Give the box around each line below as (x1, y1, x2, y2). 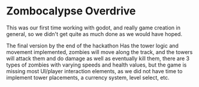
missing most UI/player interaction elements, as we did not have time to (6, 67, 183, 74)
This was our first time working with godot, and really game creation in (6, 24, 181, 31)
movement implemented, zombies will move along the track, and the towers (6, 48, 193, 55)
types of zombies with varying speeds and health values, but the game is (6, 61, 187, 68)
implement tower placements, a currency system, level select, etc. (6, 74, 170, 81)
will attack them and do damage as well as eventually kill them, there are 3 (6, 55, 190, 62)
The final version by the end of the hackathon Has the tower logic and (6, 42, 179, 49)
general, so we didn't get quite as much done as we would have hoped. (6, 30, 183, 37)
